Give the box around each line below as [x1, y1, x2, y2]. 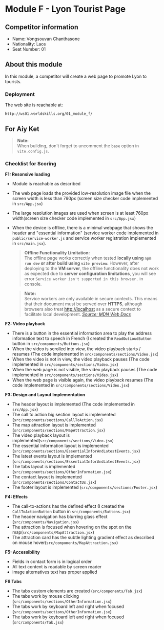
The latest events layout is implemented [12, 453, 92, 459]
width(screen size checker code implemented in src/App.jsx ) [12, 215, 136, 221]
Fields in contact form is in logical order [12, 559, 92, 564]
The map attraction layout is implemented [12, 422, 96, 428]
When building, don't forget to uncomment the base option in [17, 143, 139, 149]
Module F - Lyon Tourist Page [5, 3, 126, 15]
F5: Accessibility [5, 549, 40, 555]
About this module [5, 60, 62, 69]
